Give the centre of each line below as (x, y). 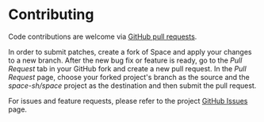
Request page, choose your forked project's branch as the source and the (129, 77)
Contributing (51, 15)
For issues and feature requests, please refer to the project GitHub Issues (128, 101)
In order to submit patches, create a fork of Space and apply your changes (130, 51)
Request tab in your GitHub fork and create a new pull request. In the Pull (128, 68)
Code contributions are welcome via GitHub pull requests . (103, 36)
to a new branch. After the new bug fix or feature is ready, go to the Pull (125, 60)
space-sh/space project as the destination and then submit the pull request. (132, 86)
